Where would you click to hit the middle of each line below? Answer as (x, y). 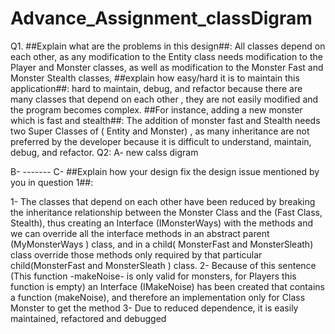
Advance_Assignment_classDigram (161, 18)
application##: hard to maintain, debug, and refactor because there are (156, 88)
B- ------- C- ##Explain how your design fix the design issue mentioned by (165, 171)
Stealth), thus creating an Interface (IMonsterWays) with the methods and (162, 223)
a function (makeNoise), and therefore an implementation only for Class (158, 297)
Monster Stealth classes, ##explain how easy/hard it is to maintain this (155, 78)
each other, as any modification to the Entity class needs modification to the (166, 56)
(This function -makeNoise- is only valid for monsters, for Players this (153, 276)
